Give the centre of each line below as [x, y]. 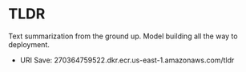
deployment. [29, 44]
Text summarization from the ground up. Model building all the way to [123, 36]
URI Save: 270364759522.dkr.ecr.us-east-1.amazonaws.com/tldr [127, 60]
